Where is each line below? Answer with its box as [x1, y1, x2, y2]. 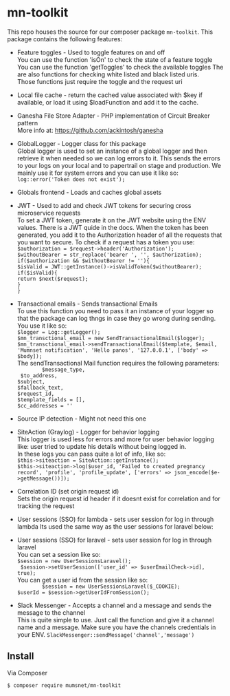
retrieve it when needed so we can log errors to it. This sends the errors [16, 154, 221, 162]
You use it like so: [16, 321, 67, 330]
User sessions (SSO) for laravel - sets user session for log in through [16, 536, 211, 544]
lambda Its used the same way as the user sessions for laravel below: [16, 522, 214, 531]
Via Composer [7, 668, 48, 677]
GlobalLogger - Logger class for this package [16, 139, 146, 147]
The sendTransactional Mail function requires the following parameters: [16, 359, 220, 367]
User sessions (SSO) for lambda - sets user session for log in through [16, 515, 214, 523]
